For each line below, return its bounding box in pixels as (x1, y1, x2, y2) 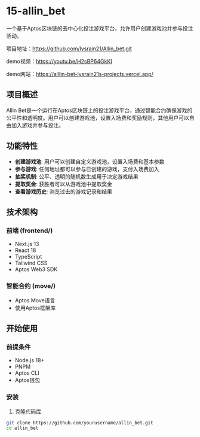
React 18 (14, 247, 36, 254)
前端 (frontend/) (6, 226, 53, 235)
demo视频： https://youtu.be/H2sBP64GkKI (6, 57, 112, 65)
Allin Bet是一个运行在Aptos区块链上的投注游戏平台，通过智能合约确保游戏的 (6, 107, 193, 114)
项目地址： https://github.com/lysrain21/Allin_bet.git (6, 45, 133, 52)
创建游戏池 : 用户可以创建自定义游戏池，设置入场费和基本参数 (14, 157, 165, 165)
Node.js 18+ (14, 357, 45, 364)
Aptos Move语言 (14, 296, 56, 304)
